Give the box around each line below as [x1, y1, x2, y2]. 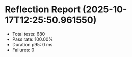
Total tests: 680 [12, 31, 45, 37]
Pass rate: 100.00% [12, 36, 54, 42]
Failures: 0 [12, 47, 35, 53]
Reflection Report [5, 4, 81, 15]
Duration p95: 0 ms [12, 41, 53, 47]
